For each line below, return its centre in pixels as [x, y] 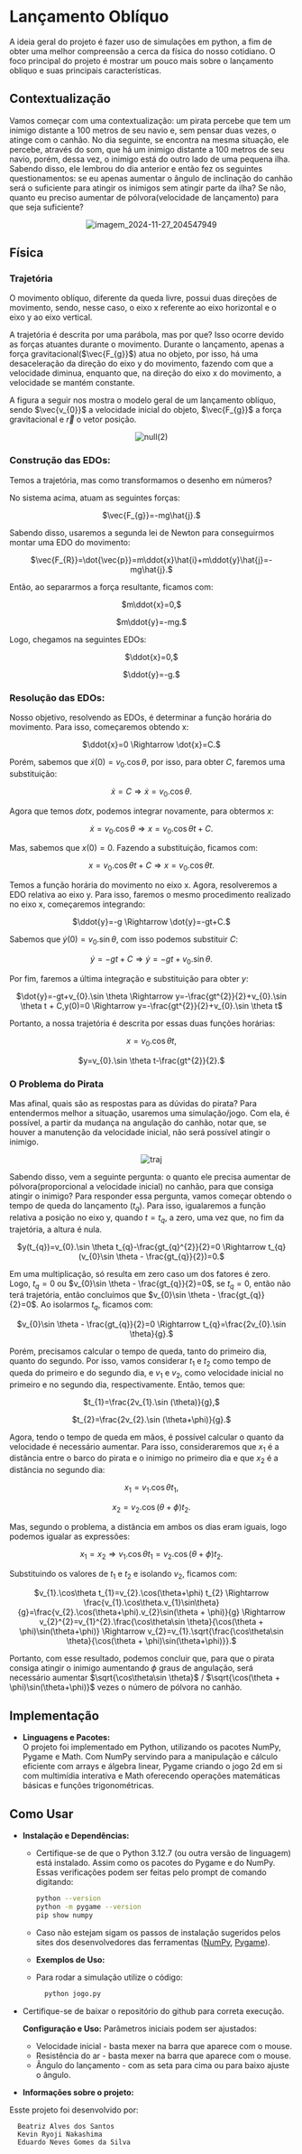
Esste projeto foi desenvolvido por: [74, 2110]
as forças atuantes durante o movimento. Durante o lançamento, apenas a [147, 344]
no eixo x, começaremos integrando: [78, 904]
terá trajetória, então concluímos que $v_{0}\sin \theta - [113, 1295]
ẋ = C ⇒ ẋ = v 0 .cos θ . [151, 792]
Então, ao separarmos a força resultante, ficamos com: [111, 587]
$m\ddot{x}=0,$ [151, 604]
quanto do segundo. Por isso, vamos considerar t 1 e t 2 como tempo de [140, 1362]
